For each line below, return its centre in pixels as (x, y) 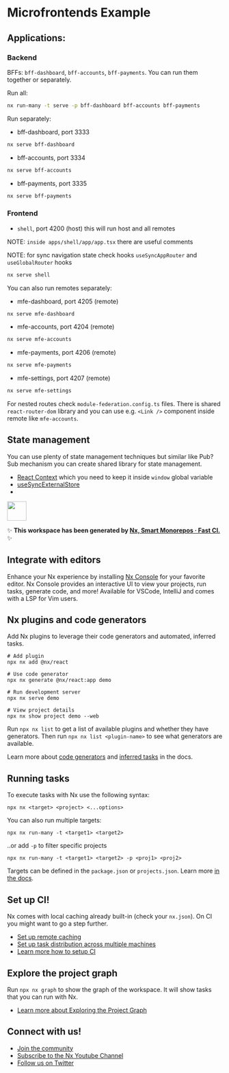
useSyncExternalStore (48, 484)
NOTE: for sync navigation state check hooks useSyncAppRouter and (102, 255)
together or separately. (39, 80)
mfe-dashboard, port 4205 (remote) (68, 301)
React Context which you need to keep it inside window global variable (115, 477)
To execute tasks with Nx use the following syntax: (79, 795)
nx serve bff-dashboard (41, 144)
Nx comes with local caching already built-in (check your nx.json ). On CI (110, 917)
